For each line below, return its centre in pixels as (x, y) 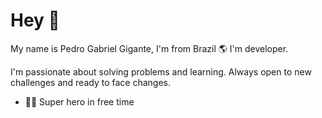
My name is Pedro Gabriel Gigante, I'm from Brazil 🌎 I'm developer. (149, 48)
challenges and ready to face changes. (90, 82)
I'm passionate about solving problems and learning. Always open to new (161, 71)
